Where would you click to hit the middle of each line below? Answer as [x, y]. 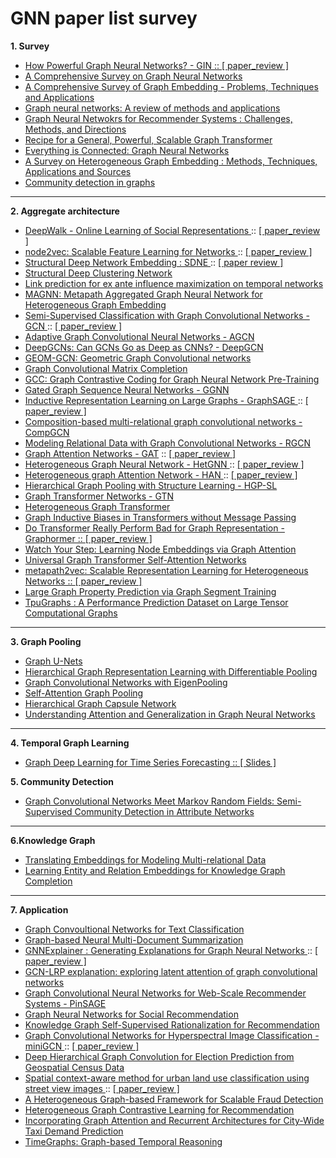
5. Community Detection [62, 781]
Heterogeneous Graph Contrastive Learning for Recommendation [159, 1109]
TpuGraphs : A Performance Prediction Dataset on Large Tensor [156, 602]
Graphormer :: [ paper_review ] [88, 538]
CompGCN [47, 432]
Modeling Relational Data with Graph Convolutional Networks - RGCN [167, 443]
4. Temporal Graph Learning [70, 743]
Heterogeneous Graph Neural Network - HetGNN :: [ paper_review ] [164, 464]
